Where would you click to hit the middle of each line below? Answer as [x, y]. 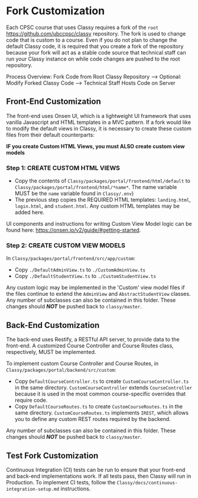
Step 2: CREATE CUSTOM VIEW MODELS [66, 245]
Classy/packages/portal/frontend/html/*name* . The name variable [96, 187]
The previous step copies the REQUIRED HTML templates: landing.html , [103, 200]
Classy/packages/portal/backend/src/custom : [61, 370]
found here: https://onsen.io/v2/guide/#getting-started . [74, 230]
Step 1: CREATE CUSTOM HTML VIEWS [63, 168]
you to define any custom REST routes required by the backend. [93, 419]
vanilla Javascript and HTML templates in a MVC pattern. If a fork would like [98, 122]
